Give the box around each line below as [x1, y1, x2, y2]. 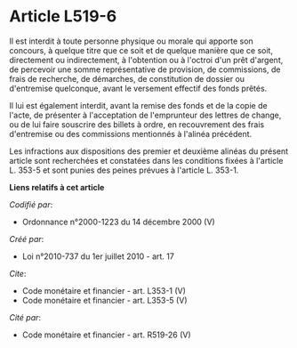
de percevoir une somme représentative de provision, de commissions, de [9, 64, 281, 75]
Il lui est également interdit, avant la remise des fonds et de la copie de [9, 100, 269, 110]
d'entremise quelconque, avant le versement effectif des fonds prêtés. [9, 83, 268, 93]
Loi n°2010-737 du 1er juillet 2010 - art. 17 [21, 251, 175, 262]
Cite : [9, 268, 27, 279]
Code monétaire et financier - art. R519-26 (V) [21, 329, 191, 340]
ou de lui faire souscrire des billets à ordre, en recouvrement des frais [9, 118, 265, 130]
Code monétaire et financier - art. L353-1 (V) [21, 285, 187, 295]
